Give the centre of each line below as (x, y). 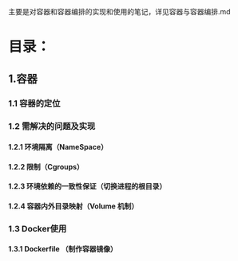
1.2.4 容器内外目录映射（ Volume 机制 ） (73, 206)
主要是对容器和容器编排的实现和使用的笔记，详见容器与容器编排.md (119, 12)
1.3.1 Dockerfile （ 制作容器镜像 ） (63, 249)
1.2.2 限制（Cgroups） (46, 166)
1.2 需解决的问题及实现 (52, 127)
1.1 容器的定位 (34, 103)
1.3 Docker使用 (38, 228)
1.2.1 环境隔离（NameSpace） (58, 147)
